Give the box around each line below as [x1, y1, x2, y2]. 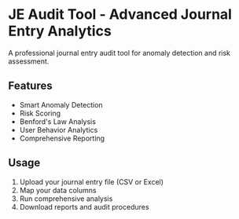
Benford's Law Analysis [19, 116, 97, 126]
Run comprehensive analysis [19, 194, 113, 203]
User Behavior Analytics [19, 125, 98, 134]
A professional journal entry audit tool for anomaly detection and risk [8, 48, 230, 57]
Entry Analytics [8, 22, 112, 40]
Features [8, 79, 53, 93]
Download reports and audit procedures [19, 202, 149, 211]
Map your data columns [19, 185, 97, 195]
